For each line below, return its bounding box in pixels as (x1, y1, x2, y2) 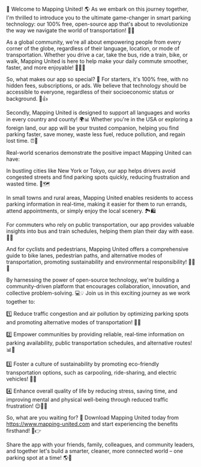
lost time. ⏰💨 (6, 137, 38, 144)
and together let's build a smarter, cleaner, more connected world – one (6, 447, 184, 454)
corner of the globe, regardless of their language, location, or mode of (6, 45, 180, 52)
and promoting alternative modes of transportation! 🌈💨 (6, 319, 141, 326)
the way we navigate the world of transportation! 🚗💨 (6, 27, 135, 34)
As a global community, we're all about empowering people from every (6, 38, 181, 46)
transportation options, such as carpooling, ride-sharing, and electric (6, 369, 177, 376)
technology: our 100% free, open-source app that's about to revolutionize (6, 20, 188, 28)
